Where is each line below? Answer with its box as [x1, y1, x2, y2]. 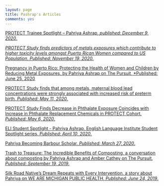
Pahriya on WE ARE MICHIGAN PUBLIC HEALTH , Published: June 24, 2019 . [5, 176, 159, 182]
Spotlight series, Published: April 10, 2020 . [5, 131, 92, 137]
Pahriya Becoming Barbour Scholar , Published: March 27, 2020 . [5, 140, 136, 146]
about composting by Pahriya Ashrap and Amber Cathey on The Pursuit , [5, 155, 153, 161]
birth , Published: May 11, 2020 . [5, 96, 69, 102]
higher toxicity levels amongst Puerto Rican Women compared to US [5, 50, 146, 56]
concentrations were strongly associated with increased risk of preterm [5, 90, 152, 97]
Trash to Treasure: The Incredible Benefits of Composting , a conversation [5, 150, 156, 156]
